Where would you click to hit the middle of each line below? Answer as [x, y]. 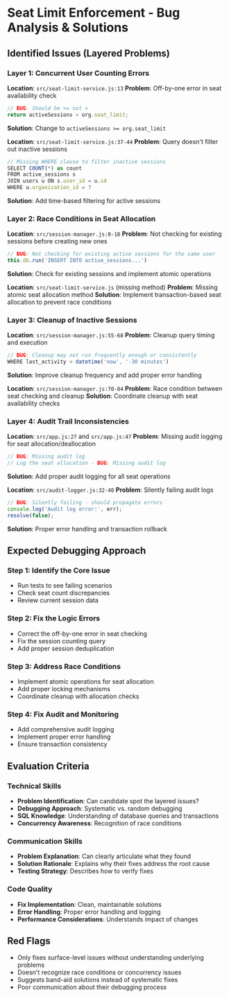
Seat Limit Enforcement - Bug [94, 13]
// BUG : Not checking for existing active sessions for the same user [111, 254]
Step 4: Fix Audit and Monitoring [63, 714]
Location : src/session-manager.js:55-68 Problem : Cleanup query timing [111, 335]
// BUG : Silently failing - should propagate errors [85, 503]
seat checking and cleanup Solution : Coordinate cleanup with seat [103, 396]
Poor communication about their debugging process [92, 987]
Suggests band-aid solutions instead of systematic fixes [97, 980]
